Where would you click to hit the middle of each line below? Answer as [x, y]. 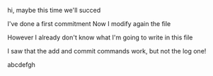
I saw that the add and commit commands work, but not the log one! [107, 51]
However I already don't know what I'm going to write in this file [100, 37]
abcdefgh [21, 65]
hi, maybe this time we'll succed [54, 10]
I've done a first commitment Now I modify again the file [89, 24]
